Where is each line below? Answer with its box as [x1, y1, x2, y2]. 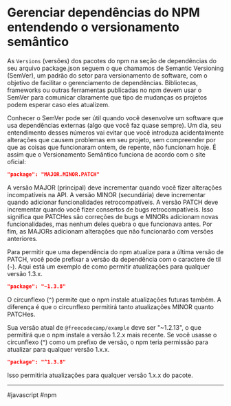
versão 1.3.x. [7, 269, 43, 278]
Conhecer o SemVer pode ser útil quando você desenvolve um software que [7, 113, 223, 122]
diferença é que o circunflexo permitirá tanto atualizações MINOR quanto [7, 302, 214, 311]
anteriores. [7, 234, 38, 243]
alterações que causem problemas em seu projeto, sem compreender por [7, 135, 216, 144]
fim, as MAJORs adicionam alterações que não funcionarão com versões [7, 227, 214, 235]
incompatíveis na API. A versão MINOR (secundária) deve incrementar [7, 190, 206, 199]
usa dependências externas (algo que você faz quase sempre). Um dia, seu [7, 121, 221, 129]
